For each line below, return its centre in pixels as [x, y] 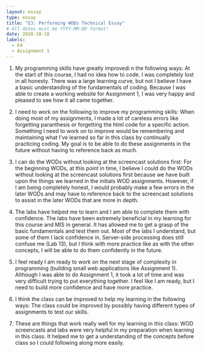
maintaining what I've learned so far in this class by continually [93, 137]
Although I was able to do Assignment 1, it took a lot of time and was [99, 274]
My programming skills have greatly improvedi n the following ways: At [103, 68]
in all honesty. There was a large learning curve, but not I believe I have [103, 81]
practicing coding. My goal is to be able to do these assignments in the [103, 144]
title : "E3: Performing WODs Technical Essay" [66, 23]
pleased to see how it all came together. [64, 100]
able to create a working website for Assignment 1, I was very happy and [105, 93]
